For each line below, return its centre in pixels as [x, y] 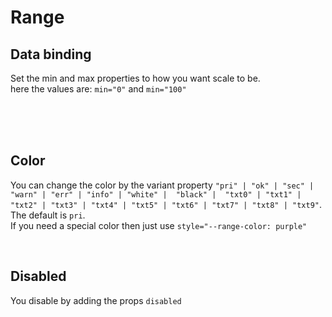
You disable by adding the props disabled [96, 300]
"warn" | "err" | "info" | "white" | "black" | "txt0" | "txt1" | [156, 194]
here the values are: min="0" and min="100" [98, 89]
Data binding [51, 54]
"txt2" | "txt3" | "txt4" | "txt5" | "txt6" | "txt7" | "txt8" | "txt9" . [166, 204]
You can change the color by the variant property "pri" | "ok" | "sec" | [162, 185]
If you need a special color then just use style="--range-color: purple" [159, 225]
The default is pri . [48, 215]
